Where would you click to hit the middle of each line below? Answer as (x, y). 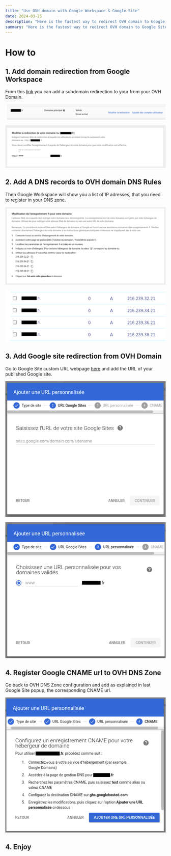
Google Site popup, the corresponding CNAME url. (58, 690)
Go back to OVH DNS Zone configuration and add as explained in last (78, 685)
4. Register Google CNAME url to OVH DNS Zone (83, 673)
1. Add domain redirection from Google (68, 71)
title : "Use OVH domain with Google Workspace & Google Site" (73, 11)
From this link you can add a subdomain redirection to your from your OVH (83, 92)
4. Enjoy (18, 847)
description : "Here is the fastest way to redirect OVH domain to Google (85, 21)
